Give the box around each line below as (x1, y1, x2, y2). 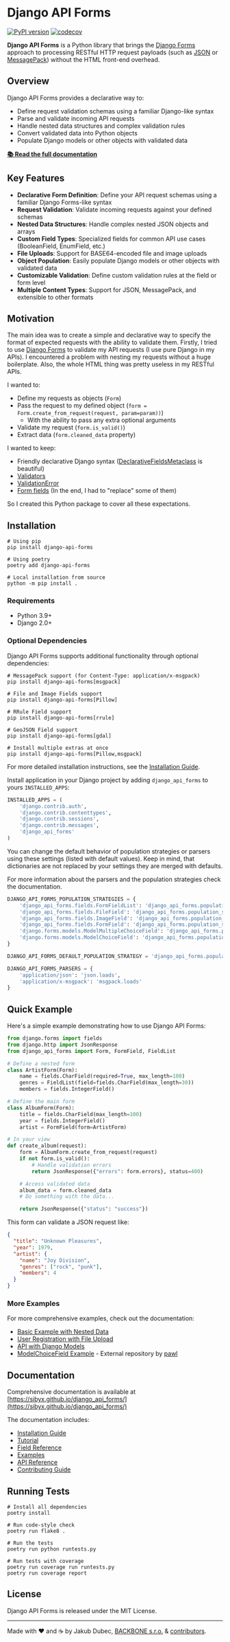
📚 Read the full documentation (7, 150, 98, 158)
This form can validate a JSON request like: (7, 1218, 129, 1226)
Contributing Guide (16, 1465, 71, 1474)
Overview (7, 76, 50, 87)
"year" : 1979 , (13, 1244, 53, 1251)
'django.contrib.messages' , (19, 822, 99, 829)
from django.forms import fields (7, 1035, 103, 1042)
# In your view (7, 1136, 51, 1143)
